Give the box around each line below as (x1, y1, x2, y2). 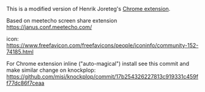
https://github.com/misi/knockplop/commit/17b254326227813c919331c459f (6, 73, 199, 80)
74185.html (6, 48, 34, 55)
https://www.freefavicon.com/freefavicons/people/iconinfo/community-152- (6, 42, 199, 49)
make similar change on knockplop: (6, 66, 96, 74)
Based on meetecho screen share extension (6, 17, 117, 24)
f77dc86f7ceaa (6, 79, 45, 87)
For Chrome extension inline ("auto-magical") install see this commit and (6, 60, 190, 67)
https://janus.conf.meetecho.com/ (6, 24, 92, 30)
